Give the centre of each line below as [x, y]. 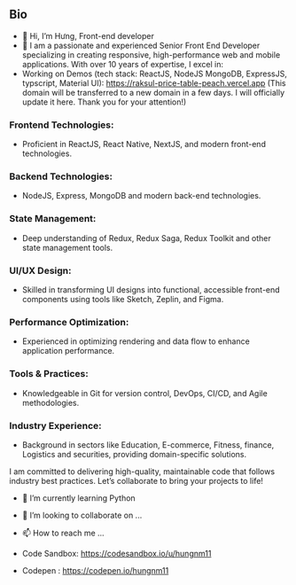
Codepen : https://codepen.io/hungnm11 [95, 570]
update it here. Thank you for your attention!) [104, 102]
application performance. [68, 351]
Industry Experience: [55, 425]
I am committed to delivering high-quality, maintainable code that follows [142, 471]
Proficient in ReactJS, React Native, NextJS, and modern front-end [144, 144]
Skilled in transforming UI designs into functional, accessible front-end [151, 290]
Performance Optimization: [69, 322]
